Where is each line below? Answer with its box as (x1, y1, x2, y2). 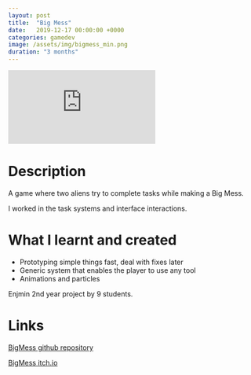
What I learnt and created (8, 231, 177, 249)
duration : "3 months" (8, 48, 79, 56)
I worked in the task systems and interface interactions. (8, 204, 187, 213)
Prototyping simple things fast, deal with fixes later (19, 257, 184, 267)
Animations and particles (19, 274, 100, 283)
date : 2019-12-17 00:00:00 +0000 (8, 26, 125, 34)
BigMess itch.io (8, 358, 58, 367)
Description (8, 163, 86, 181)
